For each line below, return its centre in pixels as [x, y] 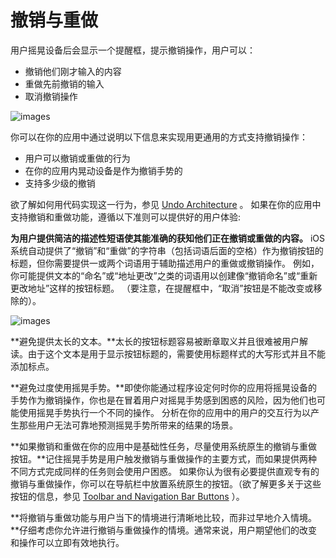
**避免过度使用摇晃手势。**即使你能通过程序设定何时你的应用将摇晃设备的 [164, 387]
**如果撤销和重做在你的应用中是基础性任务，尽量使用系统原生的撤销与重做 [164, 446]
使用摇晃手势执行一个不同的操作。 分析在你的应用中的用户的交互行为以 [164, 412]
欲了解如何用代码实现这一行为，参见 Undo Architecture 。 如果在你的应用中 [166, 204]
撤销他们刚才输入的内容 [73, 71]
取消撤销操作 [51, 96]
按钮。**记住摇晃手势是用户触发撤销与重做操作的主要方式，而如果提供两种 [164, 458]
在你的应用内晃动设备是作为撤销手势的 [103, 170]
